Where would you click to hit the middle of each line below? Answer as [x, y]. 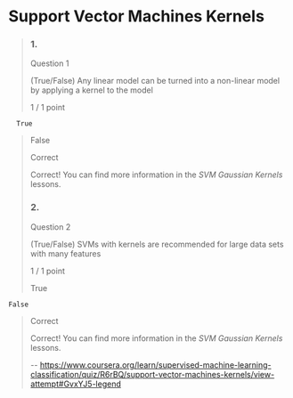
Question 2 [50, 227]
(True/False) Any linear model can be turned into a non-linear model [155, 81]
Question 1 [49, 63]
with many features [65, 253]
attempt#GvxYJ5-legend [75, 384]
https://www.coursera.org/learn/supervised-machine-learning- [155, 365]
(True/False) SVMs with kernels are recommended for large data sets [157, 244]
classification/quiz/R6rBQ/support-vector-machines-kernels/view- [152, 374]
